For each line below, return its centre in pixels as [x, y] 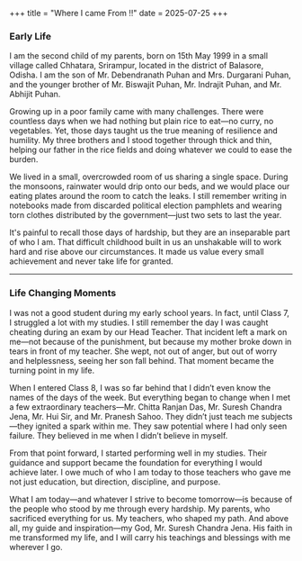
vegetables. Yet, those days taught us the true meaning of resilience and [144, 131]
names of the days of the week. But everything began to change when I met [150, 397]
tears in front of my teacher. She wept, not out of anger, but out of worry [143, 351]
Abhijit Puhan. [35, 95]
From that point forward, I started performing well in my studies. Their [138, 453]
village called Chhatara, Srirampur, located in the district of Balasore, [137, 66]
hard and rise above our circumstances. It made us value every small [137, 252]
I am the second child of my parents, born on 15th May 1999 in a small [138, 56]
